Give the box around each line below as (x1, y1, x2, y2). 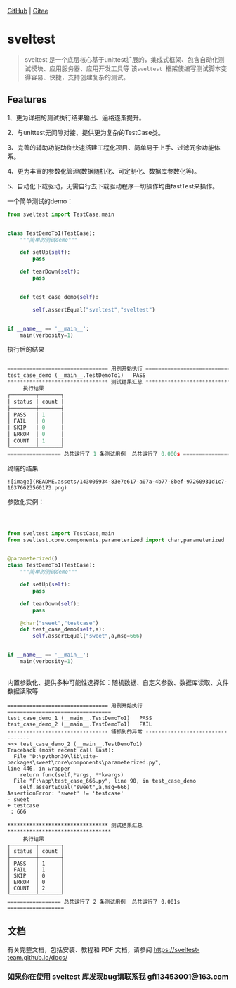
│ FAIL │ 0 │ (7, 418, 65, 425)
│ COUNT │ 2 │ (7, 885, 65, 892)
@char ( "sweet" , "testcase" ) (20, 620, 99, 627)
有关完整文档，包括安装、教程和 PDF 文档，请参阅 (7, 945, 152, 954)
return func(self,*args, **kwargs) (20, 771, 124, 778)
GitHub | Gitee (7, 7, 48, 15)
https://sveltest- (153, 945, 200, 954)
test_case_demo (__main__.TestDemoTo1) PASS (7, 372, 146, 379)
